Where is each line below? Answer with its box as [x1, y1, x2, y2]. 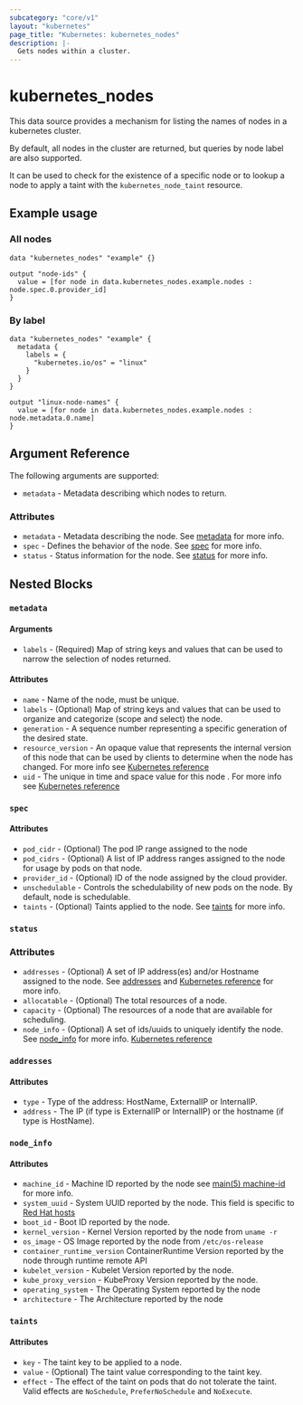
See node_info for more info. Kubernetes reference [22, 1033, 213, 1045]
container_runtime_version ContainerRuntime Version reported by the [22, 1246, 284, 1257]
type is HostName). [22, 1115, 95, 1126]
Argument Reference [9, 446, 130, 461]
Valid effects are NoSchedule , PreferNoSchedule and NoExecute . [22, 1385, 253, 1396]
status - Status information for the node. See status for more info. [22, 550, 269, 561]
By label [9, 314, 45, 327]
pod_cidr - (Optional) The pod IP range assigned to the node [22, 843, 249, 854]
